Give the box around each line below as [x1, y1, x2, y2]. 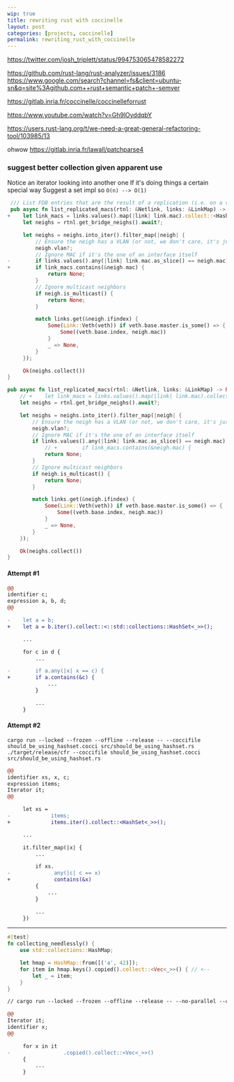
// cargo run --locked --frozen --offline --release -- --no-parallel [7, 998, 217, 1005]
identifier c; [7, 591, 49, 598]
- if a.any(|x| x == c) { [7, 668, 104, 675]
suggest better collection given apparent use [7, 163, 163, 173]
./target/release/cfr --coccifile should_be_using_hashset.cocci [7, 749, 201, 756]
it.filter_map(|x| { [22, 844, 82, 851]
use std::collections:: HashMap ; [19, 947, 114, 954]
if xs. [35, 863, 54, 870]
